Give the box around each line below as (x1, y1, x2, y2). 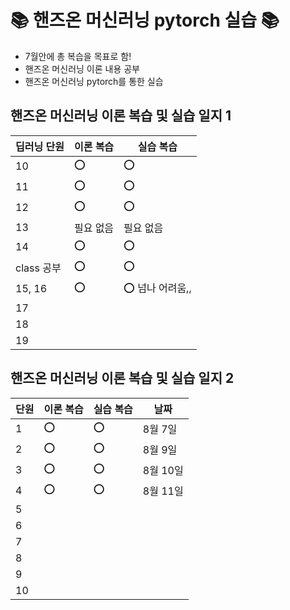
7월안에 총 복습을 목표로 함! (24, 50, 132, 62)
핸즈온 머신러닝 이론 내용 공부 (24, 62, 140, 75)
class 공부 (15, 261, 62, 275)
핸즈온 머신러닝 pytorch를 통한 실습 (24, 75, 164, 87)
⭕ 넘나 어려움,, (123, 281, 192, 295)
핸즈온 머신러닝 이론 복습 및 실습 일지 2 (10, 370, 235, 387)
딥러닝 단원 (15, 139, 65, 153)
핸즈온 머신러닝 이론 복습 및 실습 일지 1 (10, 107, 232, 125)
